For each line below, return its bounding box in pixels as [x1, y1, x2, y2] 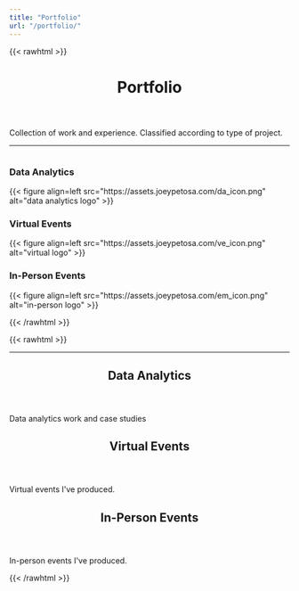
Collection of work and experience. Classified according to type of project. [9, 127, 283, 138]
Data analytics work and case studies [9, 413, 147, 423]
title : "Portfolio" [9, 12, 82, 22]
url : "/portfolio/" [9, 21, 82, 30]
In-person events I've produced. [9, 554, 127, 566]
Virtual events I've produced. [9, 484, 116, 495]
